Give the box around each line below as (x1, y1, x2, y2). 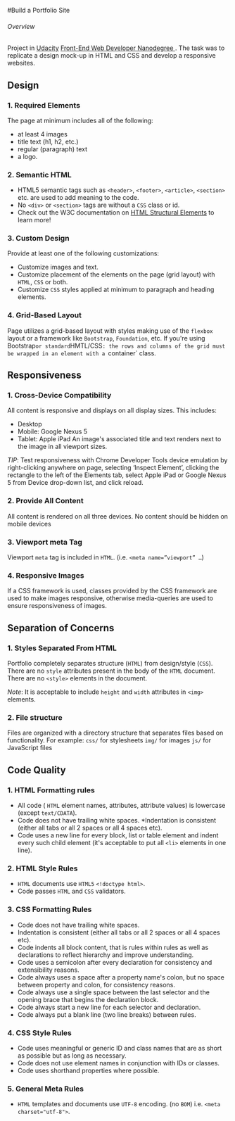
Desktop (17, 420, 42, 429)
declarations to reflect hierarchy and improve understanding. (17, 950, 194, 959)
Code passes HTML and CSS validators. (17, 887, 127, 896)
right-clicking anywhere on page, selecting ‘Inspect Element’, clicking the (7, 464, 220, 472)
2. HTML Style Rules (7, 863, 78, 873)
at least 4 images (17, 129, 68, 138)
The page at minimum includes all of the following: (7, 116, 153, 125)
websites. (7, 59, 35, 68)
